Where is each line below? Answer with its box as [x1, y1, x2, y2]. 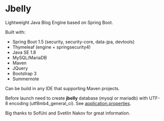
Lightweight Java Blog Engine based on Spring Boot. [5, 19, 113, 25]
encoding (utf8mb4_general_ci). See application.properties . [9, 100, 131, 106]
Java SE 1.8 [12, 49, 36, 55]
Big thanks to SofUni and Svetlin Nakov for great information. [5, 110, 131, 116]
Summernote [12, 76, 39, 82]
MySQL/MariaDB [12, 54, 47, 60]
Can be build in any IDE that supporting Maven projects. [5, 85, 120, 91]
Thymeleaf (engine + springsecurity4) [12, 44, 91, 50]
